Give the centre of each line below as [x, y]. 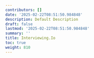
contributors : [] [24, 10]
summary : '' [18, 33]
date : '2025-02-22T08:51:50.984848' [44, 15]
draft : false [19, 24]
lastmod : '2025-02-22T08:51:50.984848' [48, 29]
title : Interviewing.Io [30, 38]
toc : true [16, 43]
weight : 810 [18, 47]
